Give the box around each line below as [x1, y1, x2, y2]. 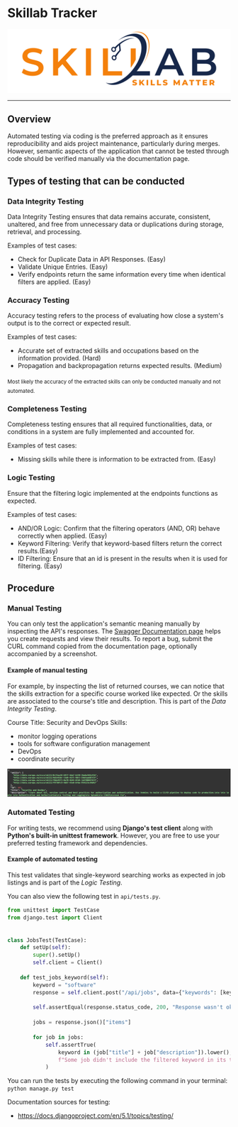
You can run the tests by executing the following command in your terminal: [7, 1077, 228, 1085]
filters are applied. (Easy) [17, 278, 91, 287]
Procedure [7, 582, 55, 594]
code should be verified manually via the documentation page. [7, 155, 190, 163]
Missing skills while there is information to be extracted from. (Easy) [17, 455, 216, 464]
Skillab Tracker [7, 5, 98, 21]
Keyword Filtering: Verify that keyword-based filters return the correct [17, 539, 222, 548]
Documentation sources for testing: [7, 1098, 111, 1106]
